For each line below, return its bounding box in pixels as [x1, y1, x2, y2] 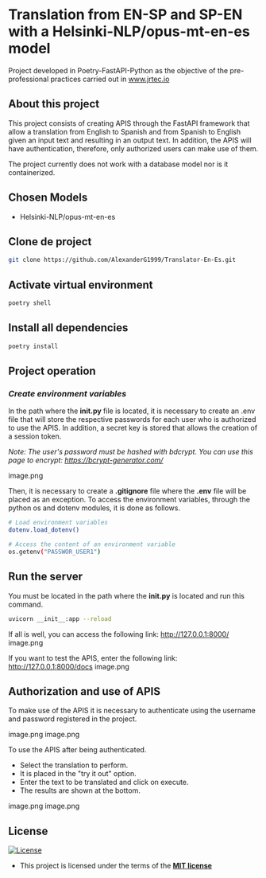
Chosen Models [8, 191, 88, 205]
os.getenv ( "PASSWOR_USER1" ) [8, 548, 102, 556]
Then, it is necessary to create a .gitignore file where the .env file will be [8, 486, 247, 496]
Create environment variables [8, 388, 127, 399]
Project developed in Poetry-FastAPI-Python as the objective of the [8, 65, 229, 75]
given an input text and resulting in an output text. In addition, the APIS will [8, 135, 252, 145]
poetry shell [8, 299, 52, 307]
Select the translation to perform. [19, 760, 129, 770]
